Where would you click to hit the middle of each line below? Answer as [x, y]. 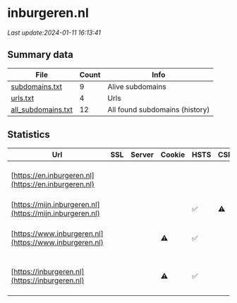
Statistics [29, 135]
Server [142, 155]
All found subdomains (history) [159, 109]
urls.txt [22, 98]
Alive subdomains [137, 86]
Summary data [41, 55]
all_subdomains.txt [42, 109]
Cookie [173, 155]
